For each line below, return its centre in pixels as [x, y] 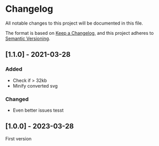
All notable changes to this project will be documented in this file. [74, 23]
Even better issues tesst [38, 110]
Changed [17, 99]
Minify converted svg [35, 86]
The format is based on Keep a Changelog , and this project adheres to [79, 33]
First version [18, 138]
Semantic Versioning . [28, 38]
